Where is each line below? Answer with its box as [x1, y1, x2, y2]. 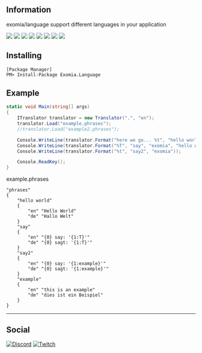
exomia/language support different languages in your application [6, 20, 167, 28]
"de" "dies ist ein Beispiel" [28, 292, 103, 298]
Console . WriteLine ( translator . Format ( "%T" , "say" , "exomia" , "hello [17, 142, 192, 149]
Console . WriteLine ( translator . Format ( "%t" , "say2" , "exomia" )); [17, 148, 182, 154]
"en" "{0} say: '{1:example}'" [28, 261, 106, 267]
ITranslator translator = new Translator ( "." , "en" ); [17, 115, 155, 121]
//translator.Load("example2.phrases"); [17, 126, 120, 132]
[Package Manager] [6, 66, 52, 73]
